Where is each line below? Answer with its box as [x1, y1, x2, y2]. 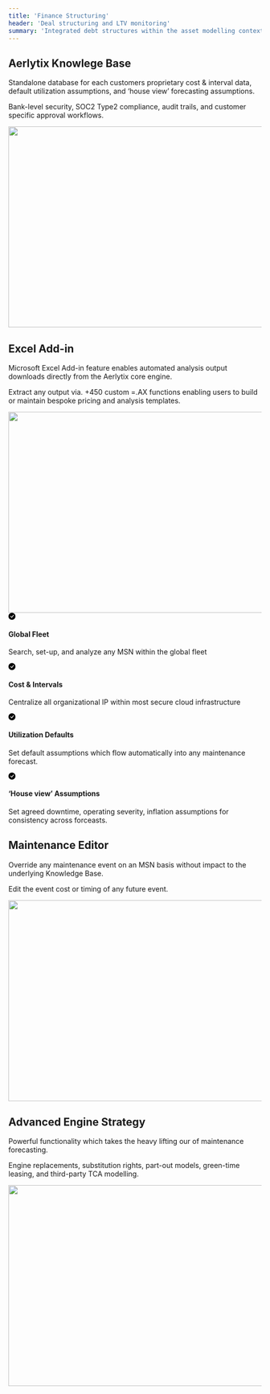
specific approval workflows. [8, 110, 104, 121]
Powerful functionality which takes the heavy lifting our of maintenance [8, 1137, 244, 1146]
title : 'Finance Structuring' [8, 11, 110, 20]
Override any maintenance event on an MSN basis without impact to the [8, 859, 247, 869]
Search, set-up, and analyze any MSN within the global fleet [8, 647, 207, 657]
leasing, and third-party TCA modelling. [8, 1169, 139, 1179]
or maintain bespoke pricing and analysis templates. [8, 396, 181, 405]
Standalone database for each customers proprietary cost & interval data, [8, 78, 252, 88]
